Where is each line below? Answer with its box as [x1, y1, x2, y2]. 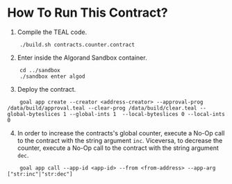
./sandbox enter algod [19, 73, 85, 80]
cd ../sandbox [19, 67, 60, 74]
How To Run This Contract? [7, 5, 168, 21]
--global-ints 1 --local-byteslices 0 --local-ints [69, 110, 226, 117]
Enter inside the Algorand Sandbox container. [17, 53, 147, 62]
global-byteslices [7, 110, 60, 117]
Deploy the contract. [17, 85, 76, 93]
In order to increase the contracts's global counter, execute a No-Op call [17, 128, 225, 137]
